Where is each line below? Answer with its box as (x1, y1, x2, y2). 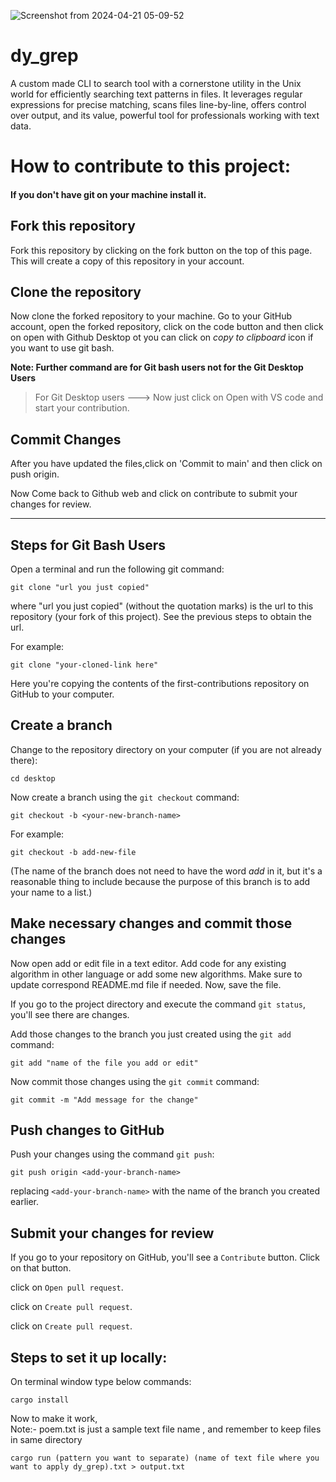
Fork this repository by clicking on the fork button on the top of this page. (10, 244, 313, 256)
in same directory (10, 1434, 83, 1446)
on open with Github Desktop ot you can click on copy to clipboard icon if (10, 331, 314, 344)
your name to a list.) (10, 886, 93, 898)
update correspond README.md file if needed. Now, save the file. (10, 978, 282, 990)
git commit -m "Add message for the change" (10, 1095, 199, 1105)
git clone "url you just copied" (10, 582, 150, 592)
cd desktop (10, 773, 56, 784)
